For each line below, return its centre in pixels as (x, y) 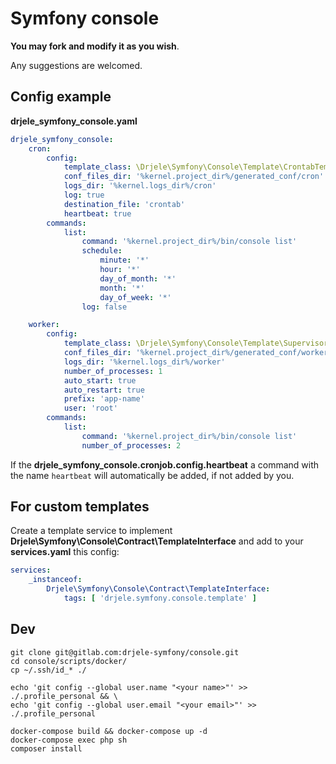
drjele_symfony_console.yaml (74, 121)
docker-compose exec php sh (69, 740)
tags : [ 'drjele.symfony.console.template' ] (160, 598)
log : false (104, 307)
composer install (46, 748)
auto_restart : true (104, 390)
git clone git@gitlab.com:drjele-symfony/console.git (125, 652)
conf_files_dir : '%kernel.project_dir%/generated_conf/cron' (194, 177)
